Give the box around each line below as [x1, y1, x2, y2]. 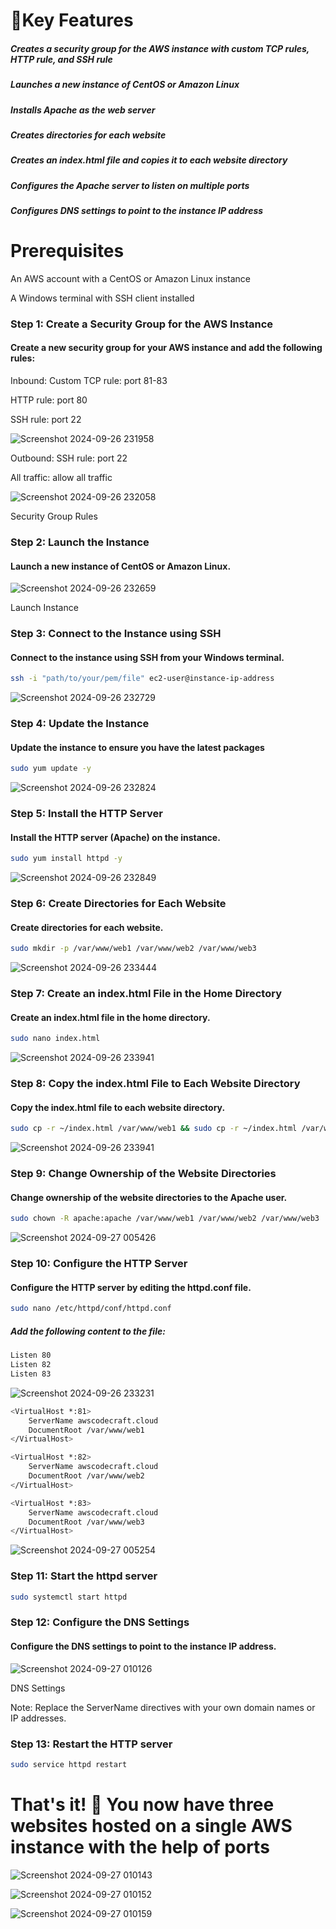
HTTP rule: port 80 [10, 394, 88, 406]
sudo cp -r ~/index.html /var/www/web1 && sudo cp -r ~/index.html [10, 1124, 298, 1134]
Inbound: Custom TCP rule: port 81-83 [10, 375, 168, 387]
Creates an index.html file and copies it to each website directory [10, 154, 288, 166]
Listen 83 [10, 1369, 52, 1379]
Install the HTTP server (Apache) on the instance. [10, 831, 221, 843]
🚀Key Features [10, 9, 134, 32]
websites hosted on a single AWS [10, 1814, 293, 1837]
